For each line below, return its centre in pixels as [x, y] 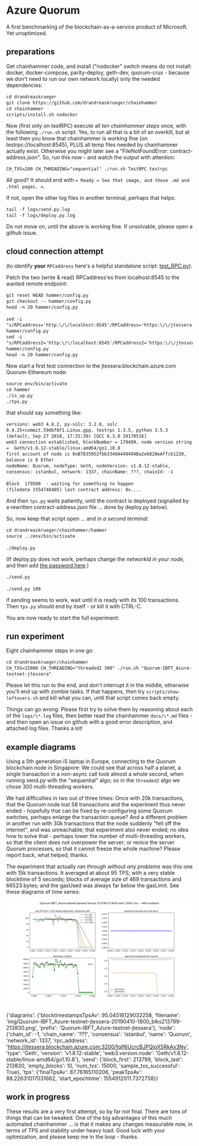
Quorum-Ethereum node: [37, 372]
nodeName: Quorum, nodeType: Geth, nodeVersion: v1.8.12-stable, [88, 466]
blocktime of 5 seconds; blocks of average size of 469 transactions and [94, 879]
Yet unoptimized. [27, 33]
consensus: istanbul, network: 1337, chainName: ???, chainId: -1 [90, 472]
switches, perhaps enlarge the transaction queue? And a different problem [97, 817]
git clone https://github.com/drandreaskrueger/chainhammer [82, 103]
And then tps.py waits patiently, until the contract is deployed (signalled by [98, 501]
